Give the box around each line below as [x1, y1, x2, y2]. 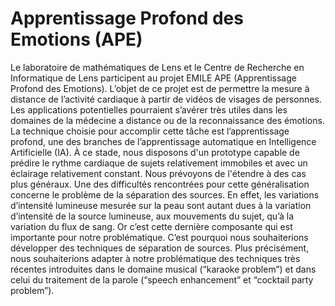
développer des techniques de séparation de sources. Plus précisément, [10, 242, 310, 254]
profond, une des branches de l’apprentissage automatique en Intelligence [10, 135, 317, 147]
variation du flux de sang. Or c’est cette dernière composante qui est [10, 220, 293, 232]
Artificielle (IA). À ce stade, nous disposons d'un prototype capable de [10, 146, 300, 158]
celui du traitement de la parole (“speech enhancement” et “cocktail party [10, 273, 314, 286]
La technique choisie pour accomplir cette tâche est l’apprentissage [10, 125, 290, 137]
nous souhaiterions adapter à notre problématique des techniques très [10, 252, 301, 264]
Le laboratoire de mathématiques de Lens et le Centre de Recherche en [10, 61, 305, 73]
